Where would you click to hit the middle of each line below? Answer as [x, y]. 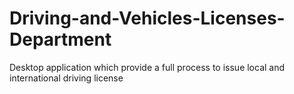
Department [60, 39]
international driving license [66, 78]
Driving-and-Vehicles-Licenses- [147, 18]
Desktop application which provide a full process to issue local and [147, 67]
